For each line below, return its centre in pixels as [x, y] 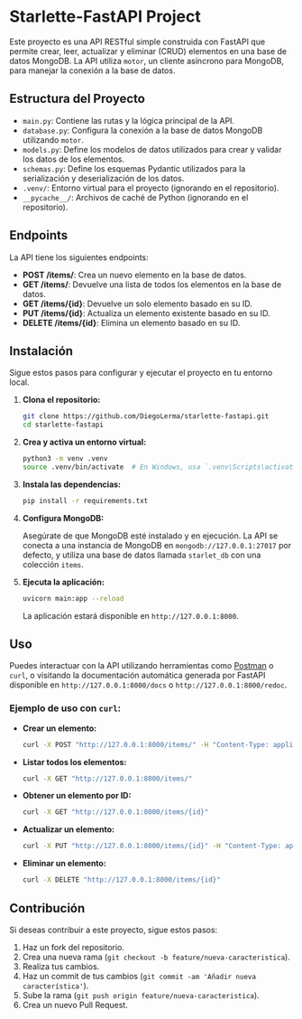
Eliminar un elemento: [64, 864]
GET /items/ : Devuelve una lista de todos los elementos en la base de [152, 284]
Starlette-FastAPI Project [105, 17]
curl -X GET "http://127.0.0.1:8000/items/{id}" [115, 812]
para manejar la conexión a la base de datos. [92, 70]
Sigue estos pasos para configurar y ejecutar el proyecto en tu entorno [141, 373]
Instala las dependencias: [72, 484]
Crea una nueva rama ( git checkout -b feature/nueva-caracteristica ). [156, 957]
